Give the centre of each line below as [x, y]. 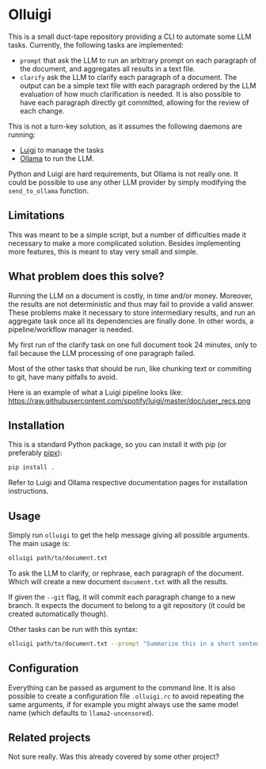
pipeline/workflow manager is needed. [71, 329]
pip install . [32, 468]
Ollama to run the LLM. [57, 158]
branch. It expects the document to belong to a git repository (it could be [127, 605]
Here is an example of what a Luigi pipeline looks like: [96, 392]
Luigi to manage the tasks [62, 150]
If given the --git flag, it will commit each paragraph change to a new [122, 597]
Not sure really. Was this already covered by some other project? [114, 757]
